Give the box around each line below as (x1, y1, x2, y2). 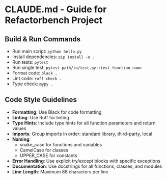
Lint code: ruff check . (12, 75, 62, 81)
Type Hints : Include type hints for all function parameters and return (12, 120, 156, 126)
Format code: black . (12, 70, 58, 76)
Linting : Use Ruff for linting (12, 114, 69, 120)
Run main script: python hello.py (12, 48, 82, 54)
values (12, 125, 26, 131)
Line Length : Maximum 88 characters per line (12, 168, 108, 174)
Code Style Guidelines (5, 95, 77, 104)
